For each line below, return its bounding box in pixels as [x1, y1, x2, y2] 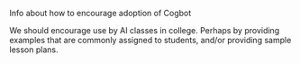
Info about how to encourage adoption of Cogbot [9, 8, 192, 18]
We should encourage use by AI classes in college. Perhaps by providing [9, 25, 280, 35]
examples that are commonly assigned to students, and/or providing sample [9, 35, 292, 45]
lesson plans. [9, 44, 59, 55]
